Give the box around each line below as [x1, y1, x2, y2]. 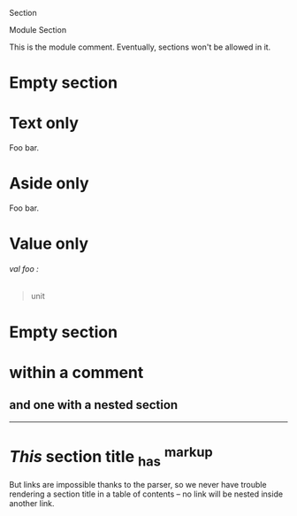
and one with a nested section [9, 397, 179, 412]
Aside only [9, 173, 90, 194]
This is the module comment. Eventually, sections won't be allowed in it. [9, 42, 271, 52]
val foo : [9, 263, 40, 273]
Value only [9, 234, 89, 254]
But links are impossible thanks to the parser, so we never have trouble [9, 479, 267, 489]
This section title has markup [9, 443, 214, 470]
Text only [9, 113, 80, 134]
